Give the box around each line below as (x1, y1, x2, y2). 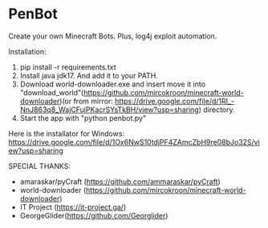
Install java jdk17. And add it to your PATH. (19, 70, 158, 80)
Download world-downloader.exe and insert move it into (19, 79, 206, 89)
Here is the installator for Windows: (8, 129, 125, 138)
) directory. (198, 105, 235, 114)
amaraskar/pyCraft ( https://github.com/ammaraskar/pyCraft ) (19, 177, 221, 186)
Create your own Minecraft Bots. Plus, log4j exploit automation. (8, 31, 217, 41)
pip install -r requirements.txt (19, 62, 116, 72)
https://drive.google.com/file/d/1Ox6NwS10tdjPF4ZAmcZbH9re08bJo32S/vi (8, 137, 261, 146)
